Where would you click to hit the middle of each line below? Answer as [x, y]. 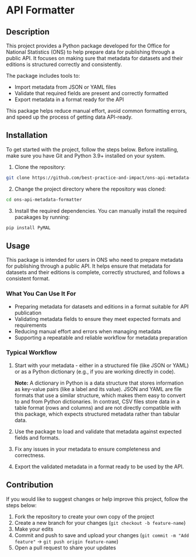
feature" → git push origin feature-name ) [66, 541]
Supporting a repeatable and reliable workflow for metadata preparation [101, 337]
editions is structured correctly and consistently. [64, 64]
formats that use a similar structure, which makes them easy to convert [100, 395]
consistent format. [28, 279]
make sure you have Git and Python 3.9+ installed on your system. [86, 155]
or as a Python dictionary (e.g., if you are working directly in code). [95, 371]
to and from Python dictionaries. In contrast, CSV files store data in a [97, 402]
